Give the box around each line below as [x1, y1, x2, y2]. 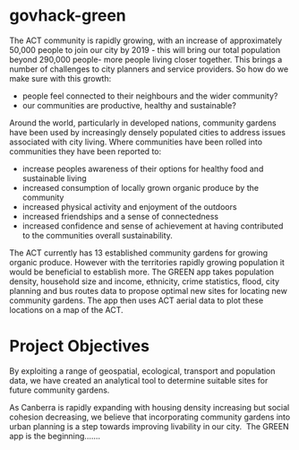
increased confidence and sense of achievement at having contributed [21, 221, 284, 231]
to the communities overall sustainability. [21, 229, 173, 240]
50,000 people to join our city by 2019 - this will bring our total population [9, 44, 280, 55]
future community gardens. [9, 385, 110, 395]
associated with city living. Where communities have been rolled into [9, 136, 262, 147]
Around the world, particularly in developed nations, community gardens [9, 117, 277, 128]
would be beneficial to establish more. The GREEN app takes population [9, 266, 275, 277]
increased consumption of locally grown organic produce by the [21, 182, 260, 193]
